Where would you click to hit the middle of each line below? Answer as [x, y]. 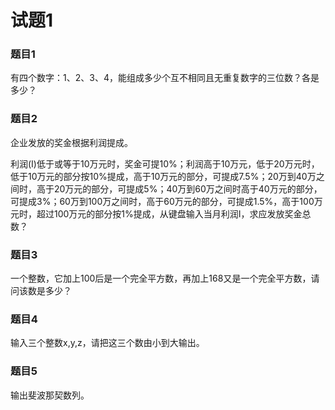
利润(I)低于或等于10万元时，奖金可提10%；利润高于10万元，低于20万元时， [165, 163]
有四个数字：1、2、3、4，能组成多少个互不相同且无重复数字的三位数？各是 [165, 78]
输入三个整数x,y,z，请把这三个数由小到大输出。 [107, 343]
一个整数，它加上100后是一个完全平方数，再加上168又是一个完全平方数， [161, 278]
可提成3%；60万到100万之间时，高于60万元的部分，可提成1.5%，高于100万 [166, 201]
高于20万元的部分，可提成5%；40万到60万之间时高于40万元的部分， [179, 188]
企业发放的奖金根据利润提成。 [71, 142]
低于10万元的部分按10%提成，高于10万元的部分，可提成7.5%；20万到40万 [163, 176]
